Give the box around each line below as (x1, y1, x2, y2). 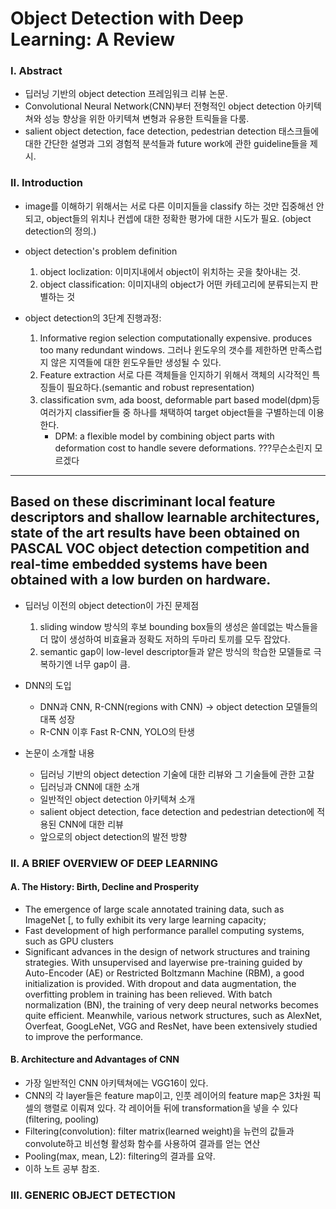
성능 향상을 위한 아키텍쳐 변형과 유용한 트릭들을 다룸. (43, 113, 250, 125)
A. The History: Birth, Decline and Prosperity (10, 881, 200, 893)
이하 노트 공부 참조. (24, 1162, 100, 1174)
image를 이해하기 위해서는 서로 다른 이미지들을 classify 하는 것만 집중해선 (24, 200, 314, 212)
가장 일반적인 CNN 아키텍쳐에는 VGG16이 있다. (24, 1077, 209, 1089)
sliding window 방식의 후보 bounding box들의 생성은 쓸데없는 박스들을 (39, 620, 318, 632)
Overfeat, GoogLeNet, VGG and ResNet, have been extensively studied (24, 1020, 318, 1032)
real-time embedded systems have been (10, 556, 268, 573)
